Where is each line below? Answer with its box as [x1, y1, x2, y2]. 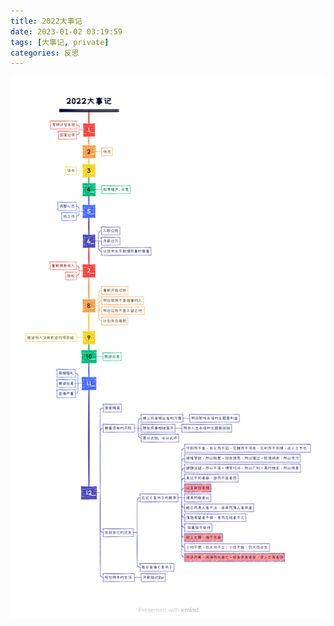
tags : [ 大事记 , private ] [10, 37, 110, 47]
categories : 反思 [10, 48, 80, 58]
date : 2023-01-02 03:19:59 [10, 26, 123, 37]
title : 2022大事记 [10, 16, 83, 26]
